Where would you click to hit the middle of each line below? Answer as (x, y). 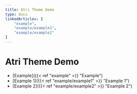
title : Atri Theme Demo (30, 10)
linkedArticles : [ (24, 19)
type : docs (16, 14)
